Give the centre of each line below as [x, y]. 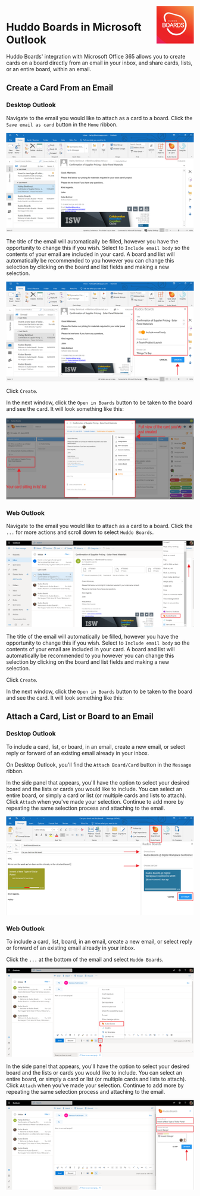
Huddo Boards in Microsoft [74, 27]
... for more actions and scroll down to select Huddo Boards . [80, 532]
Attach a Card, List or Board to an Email [80, 717]
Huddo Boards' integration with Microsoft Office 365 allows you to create [96, 56]
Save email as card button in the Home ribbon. [62, 124]
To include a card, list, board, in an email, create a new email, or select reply [99, 942]
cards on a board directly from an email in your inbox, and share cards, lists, [99, 63]
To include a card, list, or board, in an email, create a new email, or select [96, 746]
